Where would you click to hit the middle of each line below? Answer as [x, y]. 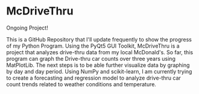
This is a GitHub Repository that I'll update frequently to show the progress [99, 39]
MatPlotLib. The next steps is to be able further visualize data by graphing [98, 65]
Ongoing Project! [27, 28]
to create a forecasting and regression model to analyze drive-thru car [93, 78]
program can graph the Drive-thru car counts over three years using [91, 58]
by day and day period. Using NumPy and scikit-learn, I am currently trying [99, 71]
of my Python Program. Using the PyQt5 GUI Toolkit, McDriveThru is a [93, 46]
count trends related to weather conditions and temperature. [81, 84]
